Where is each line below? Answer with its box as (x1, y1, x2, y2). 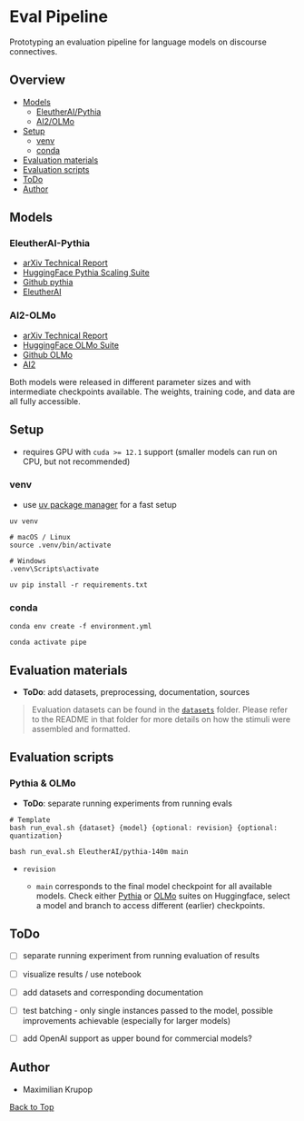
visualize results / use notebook (22, 968, 142, 979)
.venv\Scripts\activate (9, 564, 100, 573)
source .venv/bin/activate (9, 541, 112, 550)
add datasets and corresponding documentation (22, 987, 204, 997)
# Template (9, 815, 51, 824)
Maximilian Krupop (22, 1084, 93, 1095)
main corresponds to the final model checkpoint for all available (35, 880, 272, 891)
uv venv (9, 516, 39, 526)
